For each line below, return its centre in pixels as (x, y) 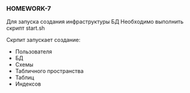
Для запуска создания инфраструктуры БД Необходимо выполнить (95, 22)
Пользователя (33, 52)
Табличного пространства (49, 71)
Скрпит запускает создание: (44, 40)
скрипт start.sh (26, 28)
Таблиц (25, 78)
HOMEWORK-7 (29, 9)
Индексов (28, 84)
